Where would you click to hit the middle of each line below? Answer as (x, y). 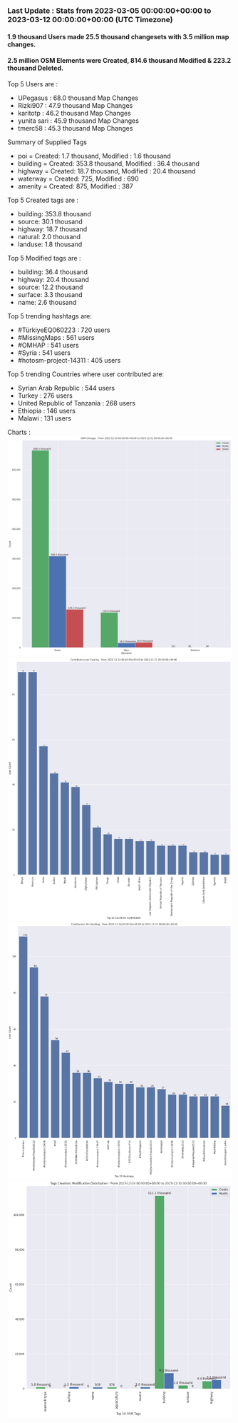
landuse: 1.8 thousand (50, 244)
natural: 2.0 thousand (49, 236)
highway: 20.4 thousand (53, 279)
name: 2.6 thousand (47, 302)
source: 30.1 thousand (50, 221)
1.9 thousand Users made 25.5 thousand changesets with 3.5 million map (118, 36)
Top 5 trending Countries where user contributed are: (86, 374)
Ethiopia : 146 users (47, 411)
